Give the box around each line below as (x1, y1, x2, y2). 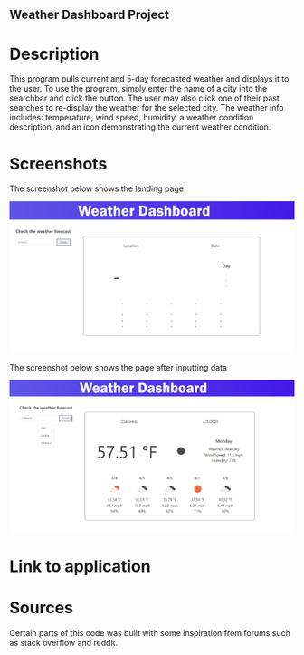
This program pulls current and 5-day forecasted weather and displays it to (9, 73, 290, 84)
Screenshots (9, 153, 108, 174)
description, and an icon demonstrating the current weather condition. (9, 121, 271, 132)
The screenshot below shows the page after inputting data (9, 362, 228, 373)
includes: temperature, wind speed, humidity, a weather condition (9, 112, 254, 123)
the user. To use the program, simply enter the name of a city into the (9, 83, 268, 94)
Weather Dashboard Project (9, 7, 170, 23)
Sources (9, 597, 74, 618)
